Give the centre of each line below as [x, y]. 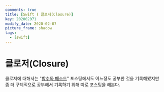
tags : [11, 33]
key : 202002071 [21, 19]
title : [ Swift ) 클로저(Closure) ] [39, 14]
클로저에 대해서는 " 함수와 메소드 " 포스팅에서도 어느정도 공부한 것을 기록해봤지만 [82, 78]
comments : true [21, 10]
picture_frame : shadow [29, 28]
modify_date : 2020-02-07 [31, 24]
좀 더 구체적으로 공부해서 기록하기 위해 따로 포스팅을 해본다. [63, 85]
